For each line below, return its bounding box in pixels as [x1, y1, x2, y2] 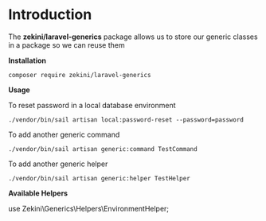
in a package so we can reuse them [8, 40, 125, 49]
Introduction [8, 6, 92, 24]
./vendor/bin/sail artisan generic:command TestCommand [8, 145, 198, 153]
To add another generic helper [8, 159, 108, 169]
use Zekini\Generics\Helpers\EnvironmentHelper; [8, 204, 170, 213]
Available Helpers [8, 188, 68, 198]
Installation [8, 56, 46, 65]
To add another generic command [8, 130, 120, 139]
